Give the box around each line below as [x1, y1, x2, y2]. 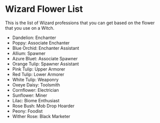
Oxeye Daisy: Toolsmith [12, 82, 61, 87]
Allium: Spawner [12, 50, 46, 56]
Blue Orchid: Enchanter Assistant [12, 45, 80, 51]
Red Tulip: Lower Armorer [12, 71, 64, 77]
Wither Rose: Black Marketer [12, 113, 70, 119]
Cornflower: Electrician [12, 87, 59, 93]
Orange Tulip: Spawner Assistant [12, 61, 79, 67]
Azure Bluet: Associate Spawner [12, 55, 78, 61]
